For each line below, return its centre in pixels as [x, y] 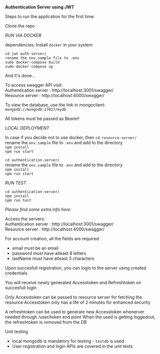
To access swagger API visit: [34, 85]
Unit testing [17, 332]
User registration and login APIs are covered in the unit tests [72, 346]
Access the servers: [25, 219]
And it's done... [20, 76]
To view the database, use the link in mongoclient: [55, 105]
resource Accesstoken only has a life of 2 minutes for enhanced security [78, 302]
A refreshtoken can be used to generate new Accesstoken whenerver [75, 312]
